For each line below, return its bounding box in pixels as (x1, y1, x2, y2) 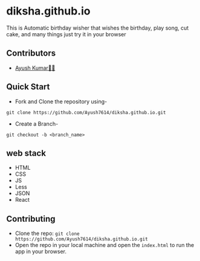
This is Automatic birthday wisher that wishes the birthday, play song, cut (6, 24, 189, 31)
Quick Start (6, 82, 50, 92)
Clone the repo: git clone (15, 230, 80, 237)
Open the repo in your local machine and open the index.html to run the (15, 242, 195, 249)
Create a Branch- (15, 120, 59, 127)
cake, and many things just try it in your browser (6, 30, 127, 37)
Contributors (6, 48, 56, 59)
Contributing (6, 213, 56, 224)
